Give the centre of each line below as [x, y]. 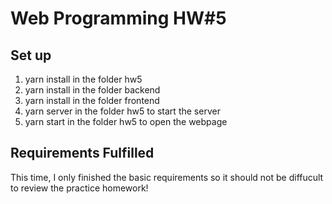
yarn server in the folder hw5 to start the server [122, 111]
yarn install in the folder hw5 [83, 79]
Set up [31, 55]
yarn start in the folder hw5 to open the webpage [126, 121]
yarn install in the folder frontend [92, 100]
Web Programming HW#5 [118, 18]
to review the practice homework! [79, 188]
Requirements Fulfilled [82, 153]
